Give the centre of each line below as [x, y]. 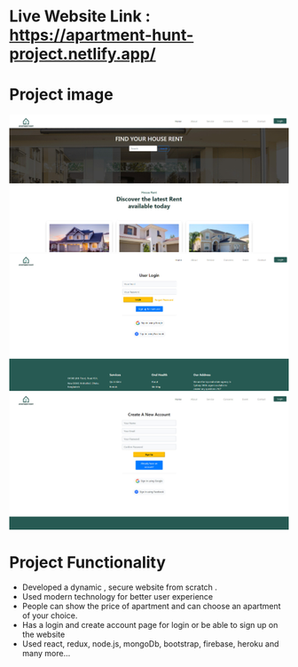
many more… [46, 653]
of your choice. [50, 615]
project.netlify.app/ [83, 54]
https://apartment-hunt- [102, 35]
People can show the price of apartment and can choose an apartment [151, 606]
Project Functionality [88, 562]
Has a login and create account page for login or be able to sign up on [150, 624]
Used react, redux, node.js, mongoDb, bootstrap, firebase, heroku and [150, 643]
